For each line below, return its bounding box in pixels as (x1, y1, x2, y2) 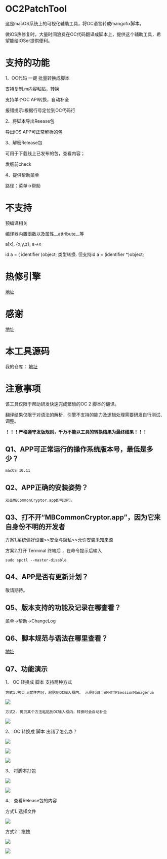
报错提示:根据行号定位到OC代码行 (5, 107, 75, 113)
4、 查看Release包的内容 (5, 798, 57, 804)
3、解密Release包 (5, 139, 43, 145)
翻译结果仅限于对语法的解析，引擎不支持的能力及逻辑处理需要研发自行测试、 (5, 412, 165, 418)
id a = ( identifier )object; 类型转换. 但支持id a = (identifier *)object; (5, 251, 144, 257)
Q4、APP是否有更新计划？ (5, 573, 89, 581)
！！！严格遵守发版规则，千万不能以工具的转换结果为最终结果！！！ (5, 429, 147, 435)
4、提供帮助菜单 (5, 172, 39, 178)
